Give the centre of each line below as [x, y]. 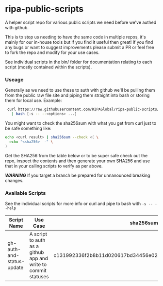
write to [38, 264]
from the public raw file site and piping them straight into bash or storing [77, 95]
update [16, 267]
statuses [39, 276]
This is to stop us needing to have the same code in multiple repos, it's [76, 37]
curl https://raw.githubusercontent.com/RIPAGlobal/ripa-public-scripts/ [83, 109]
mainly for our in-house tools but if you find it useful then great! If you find [79, 42]
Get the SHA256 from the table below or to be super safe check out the [76, 155]
